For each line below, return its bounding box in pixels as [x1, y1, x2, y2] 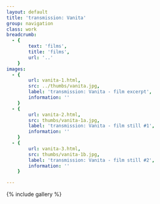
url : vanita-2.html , [28, 111, 81, 118]
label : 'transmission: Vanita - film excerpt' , [28, 89, 152, 95]
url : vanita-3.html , [28, 145, 81, 152]
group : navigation [6, 20, 53, 26]
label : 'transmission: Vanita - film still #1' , [28, 123, 155, 129]
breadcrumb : [6, 32, 37, 38]
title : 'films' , [28, 49, 70, 55]
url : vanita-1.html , [28, 77, 81, 83]
